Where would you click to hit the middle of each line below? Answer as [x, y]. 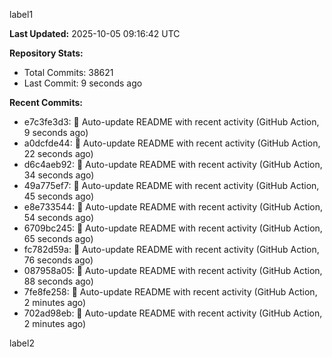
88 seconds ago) [58, 281]
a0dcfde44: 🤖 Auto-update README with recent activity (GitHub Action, [172, 143]
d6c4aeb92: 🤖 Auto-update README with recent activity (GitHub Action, [173, 164]
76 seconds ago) [58, 260]
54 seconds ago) [58, 217]
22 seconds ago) [58, 153]
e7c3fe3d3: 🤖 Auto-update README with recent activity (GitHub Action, [171, 122]
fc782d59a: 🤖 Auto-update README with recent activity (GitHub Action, [171, 249]
